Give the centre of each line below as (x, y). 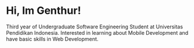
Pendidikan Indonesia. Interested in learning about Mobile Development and (97, 32)
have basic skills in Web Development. (52, 39)
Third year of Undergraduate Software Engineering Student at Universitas (94, 27)
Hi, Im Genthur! (44, 11)
